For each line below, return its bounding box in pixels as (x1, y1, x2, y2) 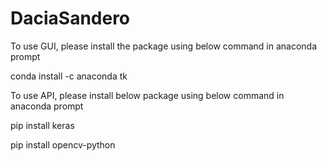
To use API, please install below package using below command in (10, 89, 285, 101)
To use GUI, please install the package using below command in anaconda (10, 40, 318, 52)
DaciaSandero (10, 7, 131, 30)
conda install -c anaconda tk (10, 70, 128, 82)
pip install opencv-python (10, 138, 116, 151)
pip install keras (10, 119, 75, 131)
